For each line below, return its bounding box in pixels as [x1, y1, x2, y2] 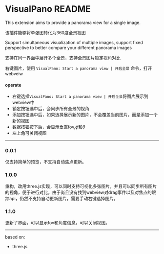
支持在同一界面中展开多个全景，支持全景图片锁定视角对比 [5, 55, 121, 61]
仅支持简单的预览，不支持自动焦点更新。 [5, 159, 86, 165]
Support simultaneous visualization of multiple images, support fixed [5, 39, 143, 45]
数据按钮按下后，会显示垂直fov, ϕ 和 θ [12, 124, 85, 130]
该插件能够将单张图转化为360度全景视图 [5, 29, 86, 35]
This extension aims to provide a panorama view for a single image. [5, 20, 141, 25]
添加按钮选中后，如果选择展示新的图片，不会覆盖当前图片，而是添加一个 [12, 112, 158, 118]
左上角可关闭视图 [12, 130, 47, 136]
